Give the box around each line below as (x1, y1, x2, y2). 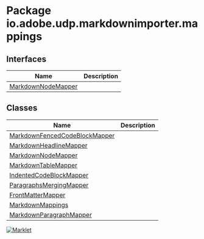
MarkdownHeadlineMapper (9, 141, 88, 149)
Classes (6, 103, 38, 113)
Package (6, 4, 52, 18)
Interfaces (6, 54, 47, 64)
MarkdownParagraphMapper (9, 210, 93, 219)
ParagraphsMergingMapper (9, 180, 89, 189)
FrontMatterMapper (9, 190, 66, 199)
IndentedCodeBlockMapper (9, 171, 89, 179)
